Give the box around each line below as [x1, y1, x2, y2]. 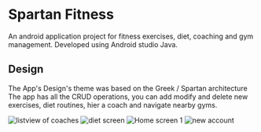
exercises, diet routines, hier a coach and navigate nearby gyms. [8, 100, 218, 109]
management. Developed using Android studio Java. [8, 39, 178, 49]
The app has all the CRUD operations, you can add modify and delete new [8, 92, 248, 101]
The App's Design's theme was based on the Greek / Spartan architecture [8, 83, 248, 93]
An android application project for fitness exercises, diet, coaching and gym [8, 31, 254, 41]
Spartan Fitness [8, 5, 114, 24]
